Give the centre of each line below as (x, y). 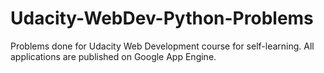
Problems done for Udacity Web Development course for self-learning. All (162, 46)
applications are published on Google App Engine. (113, 56)
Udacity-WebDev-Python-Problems (162, 18)
